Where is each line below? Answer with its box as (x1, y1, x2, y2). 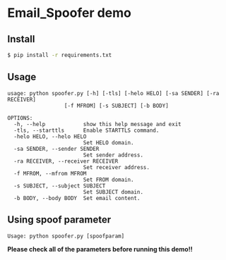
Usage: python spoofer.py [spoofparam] (7, 233, 125, 240)
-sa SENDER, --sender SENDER (13, 145, 100, 152)
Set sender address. (83, 151, 143, 159)
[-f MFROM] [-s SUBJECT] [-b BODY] (64, 102, 169, 109)
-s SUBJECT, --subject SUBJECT (13, 182, 106, 190)
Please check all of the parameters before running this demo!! (7, 244, 193, 253)
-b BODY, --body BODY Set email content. (13, 194, 141, 202)
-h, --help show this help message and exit (13, 120, 182, 128)
